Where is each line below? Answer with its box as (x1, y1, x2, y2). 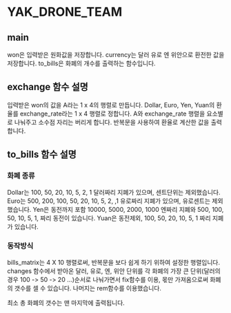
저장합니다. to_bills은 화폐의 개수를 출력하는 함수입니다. (7, 59, 157, 67)
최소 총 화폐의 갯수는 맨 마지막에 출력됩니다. (7, 299, 125, 307)
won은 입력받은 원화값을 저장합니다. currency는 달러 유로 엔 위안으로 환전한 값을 (7, 51, 225, 58)
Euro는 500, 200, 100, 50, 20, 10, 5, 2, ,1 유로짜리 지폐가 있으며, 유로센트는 (7, 197, 211, 205)
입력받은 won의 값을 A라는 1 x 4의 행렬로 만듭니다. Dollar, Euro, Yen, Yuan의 (7, 100, 215, 109)
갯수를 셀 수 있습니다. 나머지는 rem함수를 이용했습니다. (14, 283, 162, 292)
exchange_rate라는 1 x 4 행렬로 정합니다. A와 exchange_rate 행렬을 (19, 109, 205, 118)
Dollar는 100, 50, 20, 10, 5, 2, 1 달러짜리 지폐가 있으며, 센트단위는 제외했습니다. (7, 188, 221, 196)
